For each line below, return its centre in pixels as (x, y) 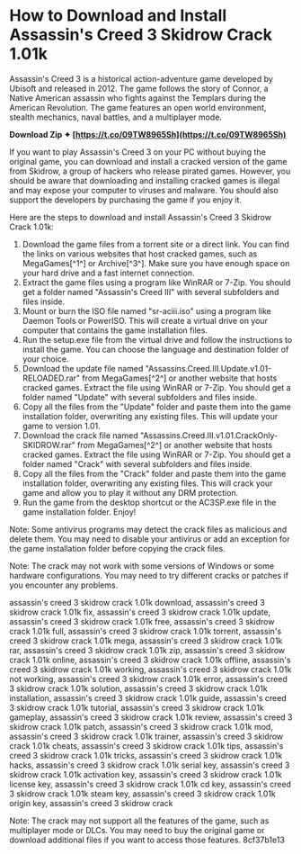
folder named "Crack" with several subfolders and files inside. (137, 463)
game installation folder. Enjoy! (79, 512)
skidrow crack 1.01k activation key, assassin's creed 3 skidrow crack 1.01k (146, 774)
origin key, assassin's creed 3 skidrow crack (91, 803)
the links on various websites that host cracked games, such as (140, 254)
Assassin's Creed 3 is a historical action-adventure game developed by (142, 78)
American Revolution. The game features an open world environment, (138, 107)
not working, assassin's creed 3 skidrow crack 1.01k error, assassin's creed (148, 679)
